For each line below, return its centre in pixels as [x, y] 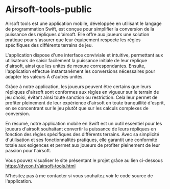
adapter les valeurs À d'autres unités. [45, 76]
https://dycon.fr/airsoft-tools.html [40, 166]
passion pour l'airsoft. [28, 150]
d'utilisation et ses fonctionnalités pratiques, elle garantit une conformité [81, 140]
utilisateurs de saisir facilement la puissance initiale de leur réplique [76, 60]
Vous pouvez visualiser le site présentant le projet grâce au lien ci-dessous [84, 160]
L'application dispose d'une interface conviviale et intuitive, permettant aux [84, 55]
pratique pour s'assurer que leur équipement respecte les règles [73, 40]
